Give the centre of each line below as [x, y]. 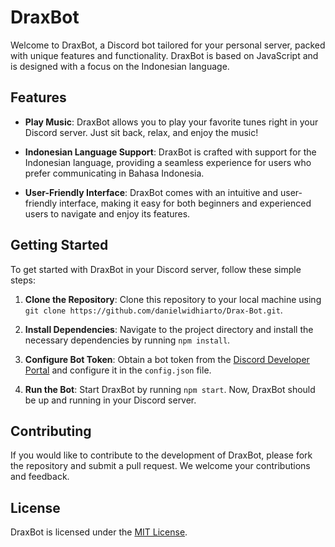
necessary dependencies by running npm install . [127, 340]
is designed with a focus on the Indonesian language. [120, 66]
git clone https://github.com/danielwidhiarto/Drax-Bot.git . [153, 310]
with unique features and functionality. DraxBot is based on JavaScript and [164, 55]
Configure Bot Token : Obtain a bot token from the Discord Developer [167, 359]
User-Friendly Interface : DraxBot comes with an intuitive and [151, 192]
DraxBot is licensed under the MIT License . [99, 532]
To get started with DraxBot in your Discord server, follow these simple [156, 269]
